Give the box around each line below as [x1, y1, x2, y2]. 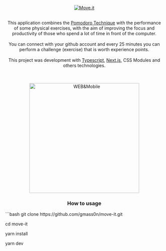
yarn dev [5, 240, 24, 246]
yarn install [5, 231, 28, 237]
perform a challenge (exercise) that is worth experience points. [19, 47, 149, 52]
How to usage [67, 200, 102, 207]
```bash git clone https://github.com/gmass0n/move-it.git [5, 211, 123, 217]
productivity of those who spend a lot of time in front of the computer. [12, 31, 156, 36]
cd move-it [5, 221, 28, 227]
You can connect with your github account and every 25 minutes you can [9, 41, 160, 47]
